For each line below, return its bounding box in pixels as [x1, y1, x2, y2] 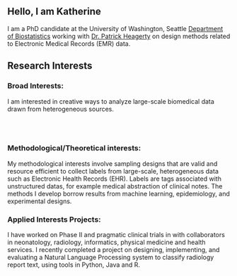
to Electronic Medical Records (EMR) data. [7, 39, 131, 48]
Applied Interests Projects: [7, 215, 101, 224]
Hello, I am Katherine [7, 6, 101, 18]
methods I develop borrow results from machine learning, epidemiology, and [7, 189, 230, 198]
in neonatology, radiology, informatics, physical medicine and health [7, 238, 207, 246]
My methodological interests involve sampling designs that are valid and [7, 159, 218, 168]
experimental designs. [7, 197, 72, 205]
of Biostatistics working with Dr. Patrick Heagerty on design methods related [7, 32, 231, 40]
